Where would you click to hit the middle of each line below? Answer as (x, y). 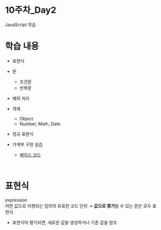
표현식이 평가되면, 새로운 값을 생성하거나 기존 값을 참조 (65, 222)
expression (16, 200)
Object (26, 118)
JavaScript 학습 (20, 25)
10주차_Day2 (31, 10)
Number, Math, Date (40, 124)
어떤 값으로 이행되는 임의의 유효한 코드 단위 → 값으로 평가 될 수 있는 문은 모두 (78, 206)
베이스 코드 (30, 155)
